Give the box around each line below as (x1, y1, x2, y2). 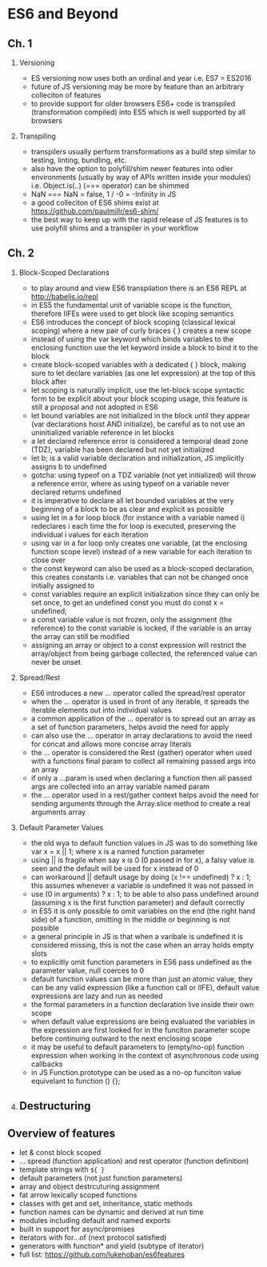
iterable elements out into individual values (30, 705, 173, 714)
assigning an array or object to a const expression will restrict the (30, 640, 247, 649)
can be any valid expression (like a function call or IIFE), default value (30, 982, 260, 992)
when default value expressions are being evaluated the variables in (30, 1017, 256, 1026)
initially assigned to (30, 581, 95, 590)
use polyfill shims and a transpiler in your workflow (30, 223, 199, 233)
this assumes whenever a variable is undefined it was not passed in (30, 881, 253, 890)
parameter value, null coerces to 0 (30, 965, 145, 975)
